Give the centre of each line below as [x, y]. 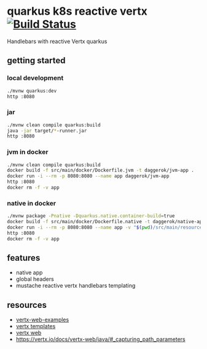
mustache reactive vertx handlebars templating [76, 286]
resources [27, 305]
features [24, 258]
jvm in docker [28, 152]
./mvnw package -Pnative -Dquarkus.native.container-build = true [91, 216]
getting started [36, 60]
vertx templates [36, 326]
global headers [35, 279]
